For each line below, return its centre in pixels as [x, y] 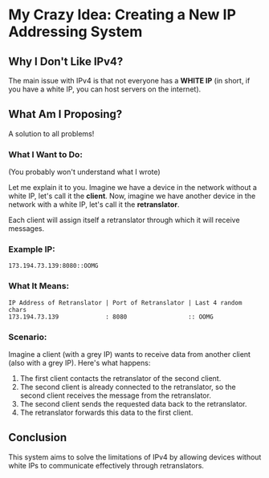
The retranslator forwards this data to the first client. [106, 412]
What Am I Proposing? [65, 114]
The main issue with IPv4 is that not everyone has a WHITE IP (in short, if [129, 81]
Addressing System [75, 32]
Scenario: [28, 337]
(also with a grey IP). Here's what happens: [79, 363]
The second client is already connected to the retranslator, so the [128, 387]
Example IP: [32, 249]
